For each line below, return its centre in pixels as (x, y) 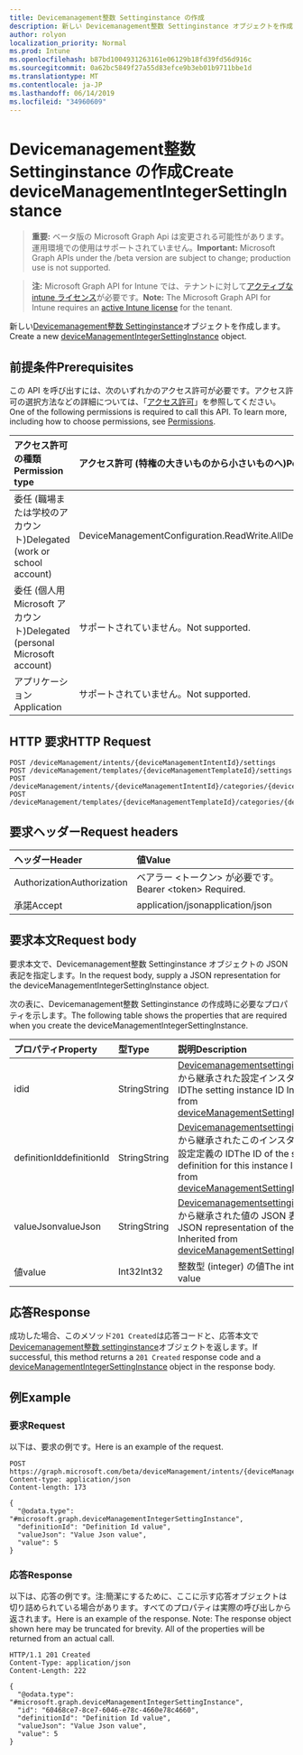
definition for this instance (233, 1165)
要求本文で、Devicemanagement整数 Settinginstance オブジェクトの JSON (149, 964)
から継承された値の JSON (232, 1215)
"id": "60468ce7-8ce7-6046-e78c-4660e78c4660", (109, 1711)
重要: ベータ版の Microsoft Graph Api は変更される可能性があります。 (160, 236)
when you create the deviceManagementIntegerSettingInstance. (129, 1025)
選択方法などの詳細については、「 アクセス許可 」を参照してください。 (153, 402)
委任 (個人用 (40, 590)
